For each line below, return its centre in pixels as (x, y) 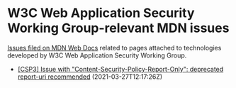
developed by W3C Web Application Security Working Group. (97, 55)
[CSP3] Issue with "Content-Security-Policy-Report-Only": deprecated (120, 69)
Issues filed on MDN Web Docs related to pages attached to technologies (114, 48)
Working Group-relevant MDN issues (118, 28)
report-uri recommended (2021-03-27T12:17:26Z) (90, 77)
